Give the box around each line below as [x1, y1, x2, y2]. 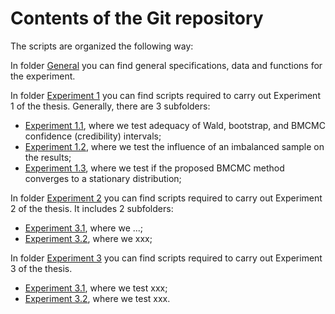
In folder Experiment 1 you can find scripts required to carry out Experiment [10, 89, 321, 101]
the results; [24, 151, 72, 163]
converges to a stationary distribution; [24, 172, 182, 184]
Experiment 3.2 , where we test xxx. [24, 292, 171, 304]
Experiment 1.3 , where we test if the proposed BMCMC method [24, 162, 285, 174]
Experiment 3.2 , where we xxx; [24, 232, 153, 244]
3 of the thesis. [10, 262, 73, 274]
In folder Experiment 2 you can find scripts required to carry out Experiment [10, 192, 323, 204]
